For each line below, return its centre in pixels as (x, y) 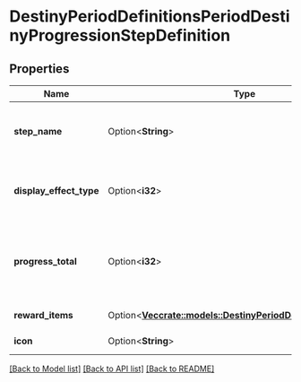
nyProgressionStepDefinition (120, 35)
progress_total (46, 261)
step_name (38, 131)
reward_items (43, 315)
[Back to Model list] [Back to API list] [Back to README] (112, 369)
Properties (39, 69)
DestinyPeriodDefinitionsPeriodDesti (150, 17)
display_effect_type (56, 191)
